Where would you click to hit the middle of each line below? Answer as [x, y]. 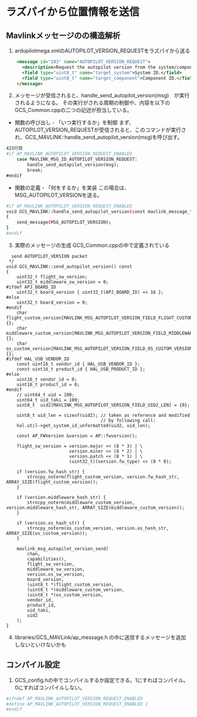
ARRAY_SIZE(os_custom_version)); [47, 533]
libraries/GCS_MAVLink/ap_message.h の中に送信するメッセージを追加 [100, 637]
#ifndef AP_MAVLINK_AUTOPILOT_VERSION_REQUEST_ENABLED [74, 698]
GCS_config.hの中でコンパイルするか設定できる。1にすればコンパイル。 [101, 680]
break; [35, 170]
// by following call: [128, 420]
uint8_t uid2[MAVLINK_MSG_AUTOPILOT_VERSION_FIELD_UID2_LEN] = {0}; [103, 405]
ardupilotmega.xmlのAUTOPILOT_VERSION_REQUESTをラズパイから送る [102, 51]
